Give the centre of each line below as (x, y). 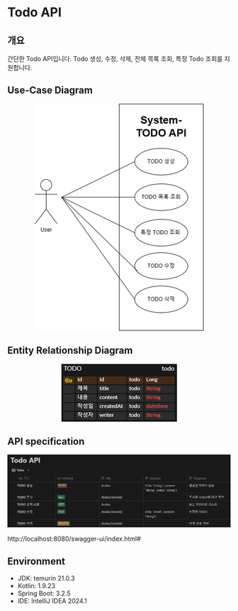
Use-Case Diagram (50, 91)
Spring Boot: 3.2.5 (44, 593)
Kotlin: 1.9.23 (36, 586)
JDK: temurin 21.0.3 (46, 578)
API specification (46, 442)
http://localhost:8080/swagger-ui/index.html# (74, 539)
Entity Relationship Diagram (70, 351)
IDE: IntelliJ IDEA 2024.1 (52, 601)
